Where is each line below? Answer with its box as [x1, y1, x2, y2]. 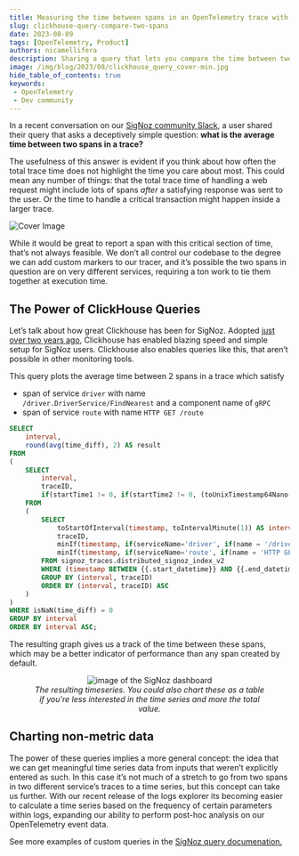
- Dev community [12, 95, 74, 105]
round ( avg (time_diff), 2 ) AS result [25, 440, 162, 449]
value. [138, 704, 161, 715]
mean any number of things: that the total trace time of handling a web [9, 175, 268, 186]
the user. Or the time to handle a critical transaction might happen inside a [9, 194, 280, 205]
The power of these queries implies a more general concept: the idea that [9, 753, 279, 763]
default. [9, 658, 38, 668]
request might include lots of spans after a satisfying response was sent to [9, 184, 283, 196]
